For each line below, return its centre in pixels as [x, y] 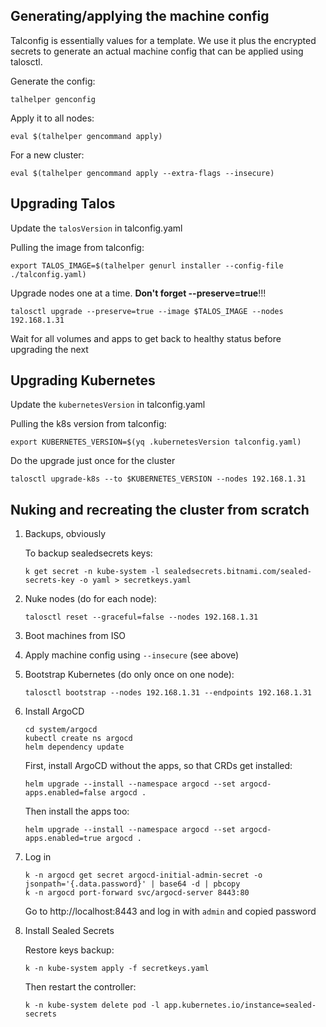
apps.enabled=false [65, 793]
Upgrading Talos [63, 204]
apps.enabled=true [63, 839]
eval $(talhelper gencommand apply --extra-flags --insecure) [142, 173]
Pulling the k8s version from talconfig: [88, 424]
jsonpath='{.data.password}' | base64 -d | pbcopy [132, 884]
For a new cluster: [47, 155]
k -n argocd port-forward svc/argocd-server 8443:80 [137, 893]
